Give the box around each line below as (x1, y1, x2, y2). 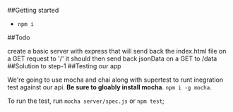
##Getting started (7, 6, 59, 14)
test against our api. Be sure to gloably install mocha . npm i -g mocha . (7, 83, 212, 91)
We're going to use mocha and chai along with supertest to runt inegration (7, 75, 224, 84)
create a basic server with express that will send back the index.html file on (7, 47, 227, 55)
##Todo (7, 33, 30, 42)
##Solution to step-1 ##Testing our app (7, 62, 121, 70)
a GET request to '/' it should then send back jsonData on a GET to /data (7, 54, 217, 63)
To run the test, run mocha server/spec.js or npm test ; (7, 97, 165, 105)
